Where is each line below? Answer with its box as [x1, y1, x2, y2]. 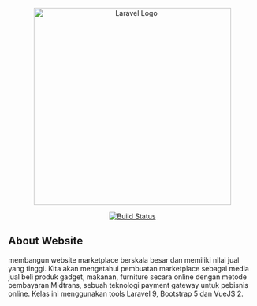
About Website [8, 234, 84, 248]
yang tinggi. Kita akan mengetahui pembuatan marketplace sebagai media [8, 263, 250, 273]
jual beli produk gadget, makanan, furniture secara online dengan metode [8, 272, 247, 282]
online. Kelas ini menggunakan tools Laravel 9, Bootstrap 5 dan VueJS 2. [8, 289, 244, 298]
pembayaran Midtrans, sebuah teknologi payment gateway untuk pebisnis [8, 280, 248, 289]
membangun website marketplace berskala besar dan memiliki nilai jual [8, 255, 240, 264]
